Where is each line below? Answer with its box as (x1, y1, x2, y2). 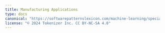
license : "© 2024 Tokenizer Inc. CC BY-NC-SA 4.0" (5, 20, 111, 26)
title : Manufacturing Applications (5, 7, 78, 12)
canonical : (5, 16, 27, 21)
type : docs (5, 12, 27, 16)
